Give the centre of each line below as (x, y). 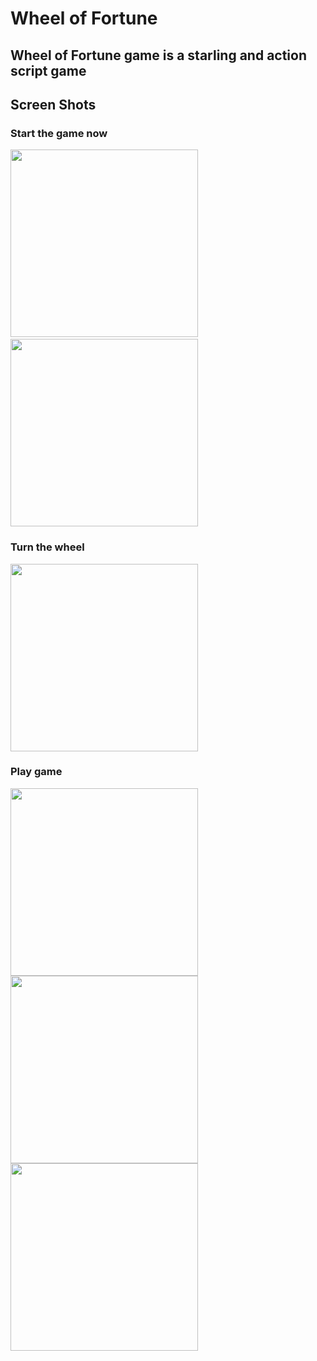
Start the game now (59, 133)
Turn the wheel (47, 547)
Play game (36, 772)
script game (48, 70)
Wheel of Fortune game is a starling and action (159, 55)
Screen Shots (53, 104)
